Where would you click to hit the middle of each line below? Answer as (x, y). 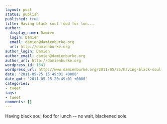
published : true (22, 19)
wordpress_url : (21, 70)
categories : (17, 83)
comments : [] (19, 102)
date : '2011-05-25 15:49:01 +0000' (42, 74)
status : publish (22, 14)
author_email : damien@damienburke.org (45, 56)
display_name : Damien (32, 33)
